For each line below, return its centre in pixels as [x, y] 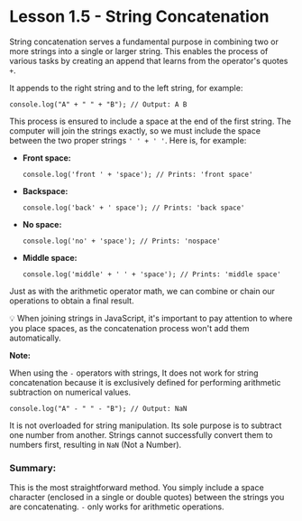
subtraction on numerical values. [70, 392]
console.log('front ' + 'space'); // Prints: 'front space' [137, 174]
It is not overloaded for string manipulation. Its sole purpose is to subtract [146, 425]
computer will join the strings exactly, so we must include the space [135, 130]
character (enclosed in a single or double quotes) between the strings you [147, 498]
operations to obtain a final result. [72, 301]
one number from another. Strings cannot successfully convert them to [141, 434]
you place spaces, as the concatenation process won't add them [129, 328]
